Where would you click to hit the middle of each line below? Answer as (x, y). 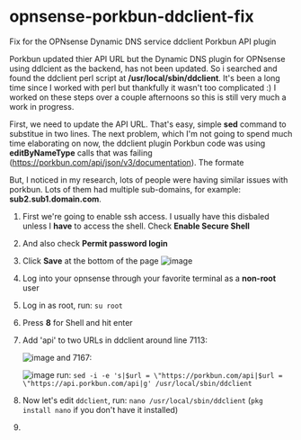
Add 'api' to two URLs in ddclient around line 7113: (115, 340)
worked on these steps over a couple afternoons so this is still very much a (148, 97)
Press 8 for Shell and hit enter (77, 322)
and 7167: (75, 357)
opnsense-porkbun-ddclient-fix (132, 17)
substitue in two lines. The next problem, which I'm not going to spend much (151, 133)
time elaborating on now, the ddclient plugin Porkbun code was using (137, 143)
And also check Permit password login (95, 243)
